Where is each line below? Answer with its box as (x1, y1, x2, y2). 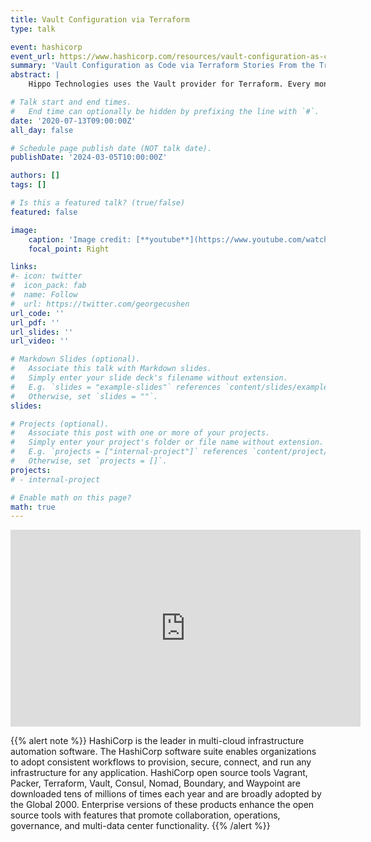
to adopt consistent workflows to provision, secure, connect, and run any (10, 756, 312, 768)
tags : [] (10, 180, 47, 190)
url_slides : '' (10, 327, 74, 337)
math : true (10, 502, 56, 512)
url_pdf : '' (10, 317, 60, 328)
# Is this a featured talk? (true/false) (10, 198, 186, 208)
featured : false (10, 207, 78, 217)
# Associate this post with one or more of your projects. (10, 428, 271, 438)
